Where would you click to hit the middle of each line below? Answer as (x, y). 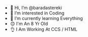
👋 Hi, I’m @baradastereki (36, 8)
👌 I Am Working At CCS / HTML (44, 29)
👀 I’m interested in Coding (37, 13)
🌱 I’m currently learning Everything (46, 18)
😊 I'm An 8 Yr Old (29, 23)
